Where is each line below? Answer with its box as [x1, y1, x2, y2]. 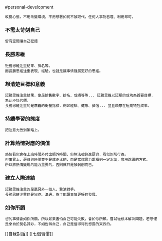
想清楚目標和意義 [5, 80, 45, 87]
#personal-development [5, 4, 54, 10]
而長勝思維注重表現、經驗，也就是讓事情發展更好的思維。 [5, 68, 103, 74]
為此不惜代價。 [5, 98, 31, 103]
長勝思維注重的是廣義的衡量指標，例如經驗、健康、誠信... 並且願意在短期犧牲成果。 [5, 103, 152, 108]
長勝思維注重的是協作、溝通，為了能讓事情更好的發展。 [5, 192, 100, 197]
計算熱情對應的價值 [5, 140, 50, 147]
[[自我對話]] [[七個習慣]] [5, 231, 53, 237]
